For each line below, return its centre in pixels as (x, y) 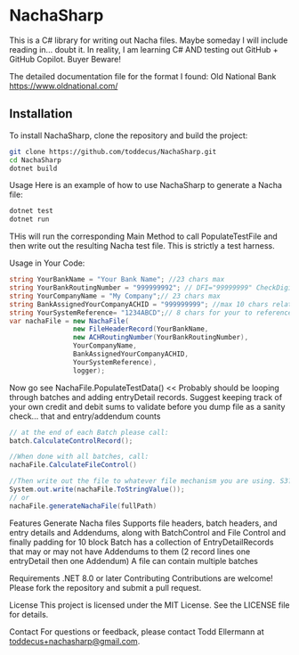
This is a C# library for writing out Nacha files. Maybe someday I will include (149, 40)
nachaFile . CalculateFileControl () (73, 465)
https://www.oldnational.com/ (64, 86)
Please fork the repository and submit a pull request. (105, 587)
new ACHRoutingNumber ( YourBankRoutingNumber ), (161, 338)
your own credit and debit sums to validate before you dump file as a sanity (147, 406)
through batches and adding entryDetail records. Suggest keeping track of (146, 397)
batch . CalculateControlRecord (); (71, 441)
